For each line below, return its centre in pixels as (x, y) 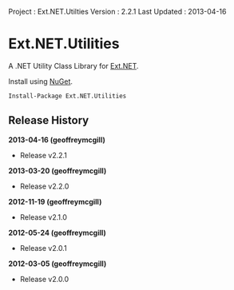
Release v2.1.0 (44, 217)
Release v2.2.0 (44, 186)
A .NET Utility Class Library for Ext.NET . (73, 66)
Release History (49, 120)
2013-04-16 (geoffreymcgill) (57, 140)
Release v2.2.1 (44, 155)
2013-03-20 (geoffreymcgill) (58, 170)
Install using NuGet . (41, 81)
